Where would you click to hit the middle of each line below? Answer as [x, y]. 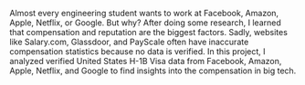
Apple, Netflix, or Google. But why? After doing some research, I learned [145, 23]
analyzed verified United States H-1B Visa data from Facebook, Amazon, [146, 61]
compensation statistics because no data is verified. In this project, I [137, 52]
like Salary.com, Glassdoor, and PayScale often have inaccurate [129, 42]
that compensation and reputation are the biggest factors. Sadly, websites [148, 32]
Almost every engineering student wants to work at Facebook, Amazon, [144, 13]
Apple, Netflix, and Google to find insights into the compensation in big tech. [153, 71]
